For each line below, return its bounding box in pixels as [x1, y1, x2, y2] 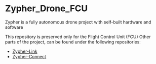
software [5, 24, 23, 30]
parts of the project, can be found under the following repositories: [5, 39, 141, 44]
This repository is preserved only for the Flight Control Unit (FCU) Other [5, 34, 151, 40]
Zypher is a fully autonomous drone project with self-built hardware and [5, 19, 152, 25]
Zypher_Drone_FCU [5, 3, 88, 14]
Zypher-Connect [12, 53, 46, 59]
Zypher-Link [12, 48, 38, 54]
